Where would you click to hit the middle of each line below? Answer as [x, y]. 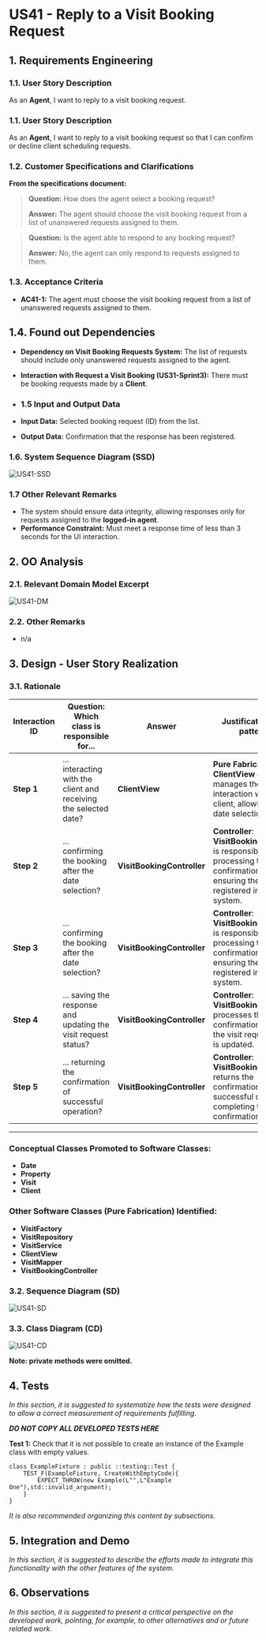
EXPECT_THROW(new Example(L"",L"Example [105, 1481]
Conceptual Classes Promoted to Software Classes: [110, 1148]
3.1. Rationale [35, 686]
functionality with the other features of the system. [92, 1567]
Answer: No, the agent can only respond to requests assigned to [134, 253]
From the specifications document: [68, 184]
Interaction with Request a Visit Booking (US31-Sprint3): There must [134, 375]
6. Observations [49, 1593]
